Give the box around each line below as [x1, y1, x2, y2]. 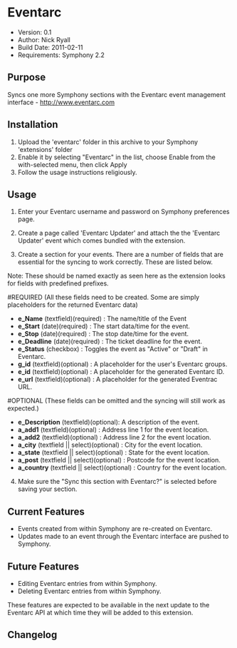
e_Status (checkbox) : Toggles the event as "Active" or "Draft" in [17, 345, 209, 353]
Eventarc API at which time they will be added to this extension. [7, 608, 194, 617]
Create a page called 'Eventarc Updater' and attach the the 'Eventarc [17, 229, 221, 238]
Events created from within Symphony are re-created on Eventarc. [17, 525, 213, 533]
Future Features [7, 560, 80, 572]
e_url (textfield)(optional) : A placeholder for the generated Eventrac [17, 375, 218, 384]
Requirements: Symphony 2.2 [17, 51, 105, 59]
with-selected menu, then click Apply [17, 160, 127, 168]
